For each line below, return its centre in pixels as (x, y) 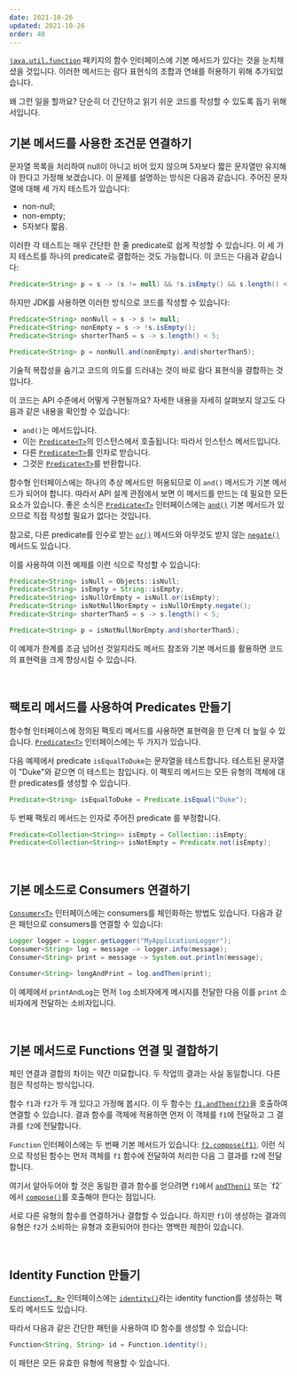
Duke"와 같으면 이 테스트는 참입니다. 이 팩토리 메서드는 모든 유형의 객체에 (149, 772)
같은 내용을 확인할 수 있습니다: (78, 411)
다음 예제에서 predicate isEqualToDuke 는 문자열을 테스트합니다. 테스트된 (135, 760)
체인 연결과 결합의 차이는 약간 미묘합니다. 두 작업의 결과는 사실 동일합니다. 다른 (145, 1074)
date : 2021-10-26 (41, 17)
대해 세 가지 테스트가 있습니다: (78, 188)
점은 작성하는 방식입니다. (52, 1084)
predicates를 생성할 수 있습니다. (74, 782)
